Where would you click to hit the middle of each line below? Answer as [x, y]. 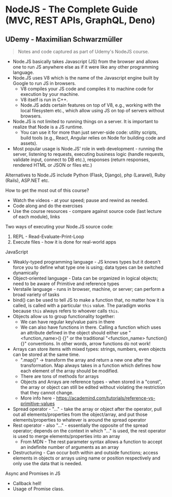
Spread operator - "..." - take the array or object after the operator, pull [87, 409]
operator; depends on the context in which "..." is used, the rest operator [89, 431]
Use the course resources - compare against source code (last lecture [87, 211]
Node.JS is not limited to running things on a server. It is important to [85, 121]
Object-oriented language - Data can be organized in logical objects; [85, 278]
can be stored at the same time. [46, 354]
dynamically [25, 273]
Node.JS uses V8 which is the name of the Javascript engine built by [86, 78]
